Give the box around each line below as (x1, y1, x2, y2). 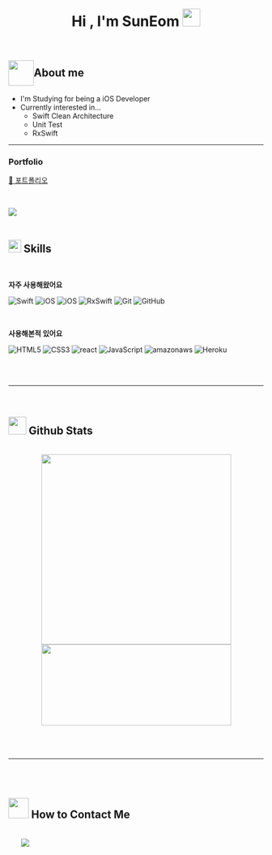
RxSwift (32, 128, 58, 138)
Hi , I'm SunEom (71, 12, 180, 31)
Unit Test (32, 120, 63, 129)
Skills (23, 242, 52, 256)
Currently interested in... (19, 102, 101, 112)
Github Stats (28, 423, 93, 437)
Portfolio (8, 156, 44, 167)
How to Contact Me (31, 808, 130, 822)
